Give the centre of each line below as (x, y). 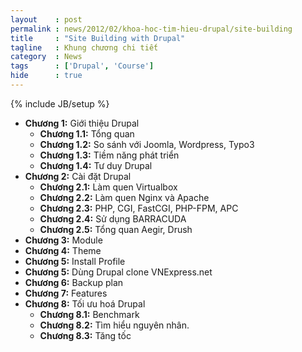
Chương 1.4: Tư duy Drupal (96, 165)
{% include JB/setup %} (60, 103)
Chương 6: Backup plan (74, 282)
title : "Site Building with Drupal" (98, 38)
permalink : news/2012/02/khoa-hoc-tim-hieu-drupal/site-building (151, 29)
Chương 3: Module (63, 240)
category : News (46, 57)
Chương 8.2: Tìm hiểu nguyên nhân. (114, 325)
